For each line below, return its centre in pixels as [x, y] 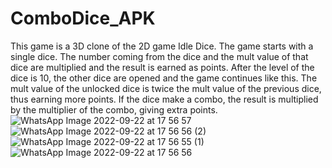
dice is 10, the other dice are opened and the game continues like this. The [164, 78]
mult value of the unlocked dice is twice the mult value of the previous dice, [166, 88]
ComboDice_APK [83, 18]
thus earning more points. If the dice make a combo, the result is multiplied [164, 99]
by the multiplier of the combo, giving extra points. [114, 109]
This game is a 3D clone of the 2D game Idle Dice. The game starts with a [162, 46]
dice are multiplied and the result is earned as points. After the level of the [162, 67]
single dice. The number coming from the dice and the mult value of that [159, 56]
